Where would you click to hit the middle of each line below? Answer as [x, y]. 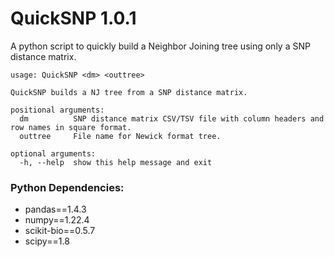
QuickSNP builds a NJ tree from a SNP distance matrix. [129, 92]
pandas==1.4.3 [55, 209]
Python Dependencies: [67, 187]
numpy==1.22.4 [57, 220]
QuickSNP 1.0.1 [73, 18]
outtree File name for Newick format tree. [120, 136]
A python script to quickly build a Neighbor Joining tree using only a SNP [160, 46]
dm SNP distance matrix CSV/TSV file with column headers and [172, 118]
